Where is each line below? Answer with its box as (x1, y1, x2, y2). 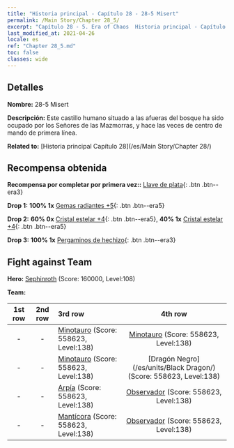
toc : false (7, 50, 39, 57)
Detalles (7, 82, 44, 94)
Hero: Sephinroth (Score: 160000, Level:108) (7, 275, 136, 283)
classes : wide (7, 56, 49, 63)
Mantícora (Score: (58, 412, 117, 421)
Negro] (176, 354, 201, 364)
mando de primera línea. (7, 128, 78, 137)
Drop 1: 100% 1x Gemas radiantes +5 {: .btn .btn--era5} (7, 202, 165, 210)
